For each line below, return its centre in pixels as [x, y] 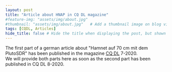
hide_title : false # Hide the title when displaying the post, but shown [86, 33]
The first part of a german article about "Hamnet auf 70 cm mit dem [77, 48]
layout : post [19, 10]
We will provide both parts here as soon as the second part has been [78, 59]
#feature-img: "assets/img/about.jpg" [47, 19]
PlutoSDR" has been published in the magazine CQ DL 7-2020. [71, 53]
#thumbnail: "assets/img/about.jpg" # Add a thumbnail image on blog [83, 24]
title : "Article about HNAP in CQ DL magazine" [57, 15]
